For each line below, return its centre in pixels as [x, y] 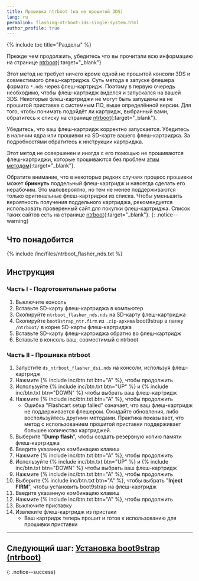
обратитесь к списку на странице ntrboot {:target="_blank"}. [82, 118]
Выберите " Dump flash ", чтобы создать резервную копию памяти [98, 436]
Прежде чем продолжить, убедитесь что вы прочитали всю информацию [100, 56]
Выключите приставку [44, 505]
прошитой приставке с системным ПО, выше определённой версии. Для [99, 105]
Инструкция [31, 272]
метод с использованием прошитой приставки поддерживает [103, 424]
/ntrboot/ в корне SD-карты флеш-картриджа [74, 327]
